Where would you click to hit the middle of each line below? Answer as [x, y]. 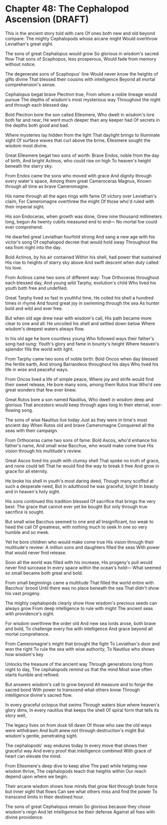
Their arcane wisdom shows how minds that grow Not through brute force [81, 786]
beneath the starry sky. [29, 166]
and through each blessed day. [37, 105]
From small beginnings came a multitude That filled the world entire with [79, 583]
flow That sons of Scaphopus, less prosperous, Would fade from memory [81, 59]
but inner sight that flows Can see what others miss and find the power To [81, 791]
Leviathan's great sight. [29, 44]
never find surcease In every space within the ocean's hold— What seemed [83, 568]
